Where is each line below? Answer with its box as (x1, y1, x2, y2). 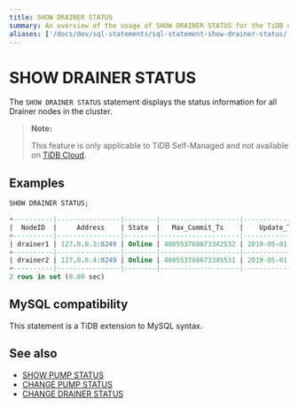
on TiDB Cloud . (30, 150, 87, 160)
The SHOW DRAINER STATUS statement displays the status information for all (9, 96, 278, 107)
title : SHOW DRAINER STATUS (9, 12, 114, 22)
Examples (9, 175, 65, 190)
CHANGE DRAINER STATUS (21, 388, 124, 399)
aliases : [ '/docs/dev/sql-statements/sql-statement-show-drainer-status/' (9, 29, 292, 38)
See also (9, 346, 58, 361)
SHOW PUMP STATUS (21, 369, 105, 380)
